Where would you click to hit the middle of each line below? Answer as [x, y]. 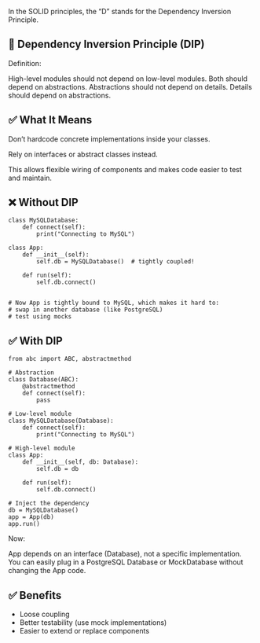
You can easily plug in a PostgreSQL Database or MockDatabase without [126, 562]
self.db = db [58, 469]
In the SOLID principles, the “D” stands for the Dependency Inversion [120, 11]
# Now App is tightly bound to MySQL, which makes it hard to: [114, 303]
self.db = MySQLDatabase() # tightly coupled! [115, 262]
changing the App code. [47, 571]
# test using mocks [40, 317]
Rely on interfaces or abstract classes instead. [83, 154]
